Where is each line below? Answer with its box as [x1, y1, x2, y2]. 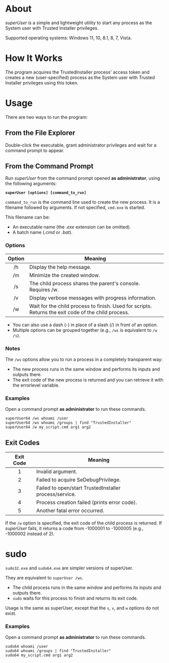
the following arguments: [5, 181, 57, 187]
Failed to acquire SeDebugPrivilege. [36, 476, 121, 483]
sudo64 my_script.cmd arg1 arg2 [5, 653, 73, 658]
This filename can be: [5, 214, 50, 220]
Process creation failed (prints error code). [36, 499, 137, 506]
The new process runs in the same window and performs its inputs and [12, 366, 160, 373]
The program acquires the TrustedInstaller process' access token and [5, 69, 150, 75]
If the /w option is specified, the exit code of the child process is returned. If [5, 520, 162, 526]
